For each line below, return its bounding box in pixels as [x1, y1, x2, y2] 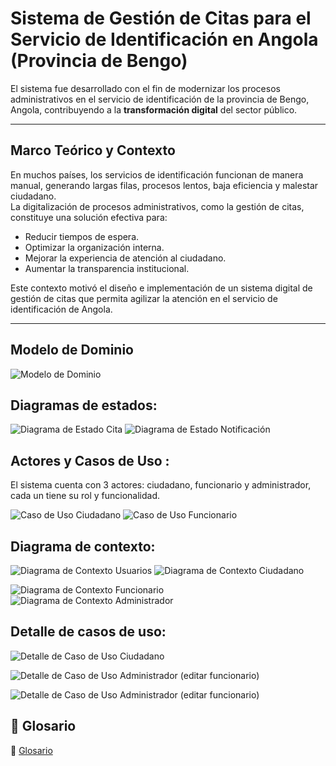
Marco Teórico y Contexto [10, 142, 176, 159]
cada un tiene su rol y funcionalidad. [10, 490, 160, 502]
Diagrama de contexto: [10, 538, 156, 555]
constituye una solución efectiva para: [10, 211, 168, 223]
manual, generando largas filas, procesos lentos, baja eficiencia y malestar [10, 179, 319, 191]
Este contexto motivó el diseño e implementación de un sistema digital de [10, 282, 313, 294]
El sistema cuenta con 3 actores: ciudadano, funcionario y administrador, [10, 479, 312, 491]
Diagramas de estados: [10, 397, 158, 414]
